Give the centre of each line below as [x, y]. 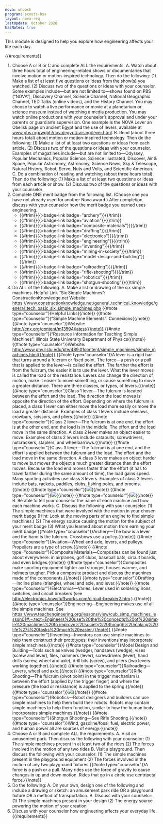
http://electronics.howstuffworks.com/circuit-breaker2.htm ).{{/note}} [82, 599]
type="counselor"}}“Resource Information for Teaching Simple [74, 334]
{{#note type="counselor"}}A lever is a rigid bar [104, 355]
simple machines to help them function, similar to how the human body [83, 708]
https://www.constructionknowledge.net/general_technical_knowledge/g [85, 303]
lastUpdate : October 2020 [31, 23]
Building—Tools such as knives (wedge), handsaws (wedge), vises [79, 650]
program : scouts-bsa [26, 14]
